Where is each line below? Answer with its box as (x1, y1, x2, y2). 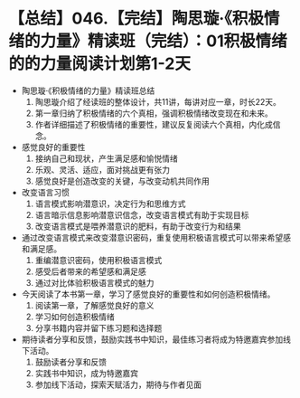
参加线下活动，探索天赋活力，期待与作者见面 (34, 379, 202, 390)
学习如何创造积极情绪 (34, 311, 115, 322)
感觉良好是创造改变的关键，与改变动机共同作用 (34, 175, 210, 186)
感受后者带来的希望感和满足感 (34, 266, 146, 277)
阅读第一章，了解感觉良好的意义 (34, 299, 155, 310)
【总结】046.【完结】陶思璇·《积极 (8, 8, 264, 29)
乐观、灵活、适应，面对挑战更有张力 (34, 164, 171, 175)
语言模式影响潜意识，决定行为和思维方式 (34, 198, 186, 209)
